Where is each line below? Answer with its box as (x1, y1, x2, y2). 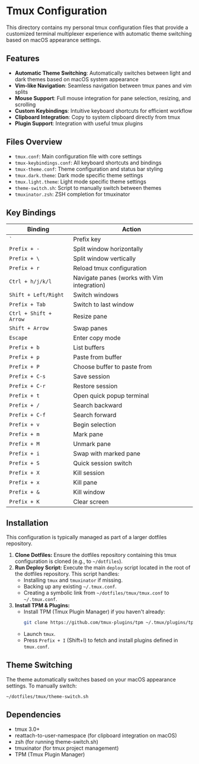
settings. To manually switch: (6, 682, 77, 689)
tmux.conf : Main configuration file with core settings (14, 152, 142, 160)
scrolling (14, 101, 36, 108)
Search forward (73, 411, 117, 419)
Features (6, 53, 40, 63)
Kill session (73, 469, 105, 477)
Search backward (73, 402, 123, 410)
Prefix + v (9, 421, 40, 428)
